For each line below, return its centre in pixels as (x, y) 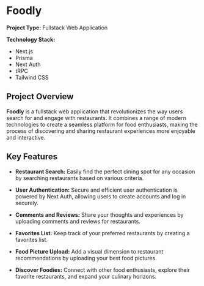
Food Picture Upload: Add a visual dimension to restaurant (89, 251)
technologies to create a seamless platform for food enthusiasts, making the (102, 124)
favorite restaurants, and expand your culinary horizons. (86, 276)
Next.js (24, 51)
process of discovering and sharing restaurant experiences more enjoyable (101, 131)
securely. (27, 203)
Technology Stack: (31, 39)
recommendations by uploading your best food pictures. (86, 258)
